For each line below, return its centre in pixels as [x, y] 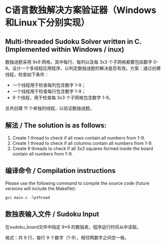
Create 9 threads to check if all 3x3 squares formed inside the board [83, 148]
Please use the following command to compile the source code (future [77, 183]
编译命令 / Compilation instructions [61, 171]
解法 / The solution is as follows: [56, 125]
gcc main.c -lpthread [28, 197]
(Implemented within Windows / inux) [65, 49]
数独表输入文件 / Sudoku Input [52, 214]
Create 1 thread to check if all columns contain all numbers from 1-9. [83, 143]
